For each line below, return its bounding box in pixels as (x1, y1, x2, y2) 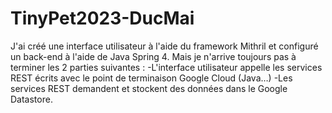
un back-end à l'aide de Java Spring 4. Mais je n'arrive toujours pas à (10, 50, 297, 62)
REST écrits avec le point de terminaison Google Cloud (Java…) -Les (10, 72, 293, 84)
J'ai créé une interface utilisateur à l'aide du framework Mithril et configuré (10, 40, 319, 52)
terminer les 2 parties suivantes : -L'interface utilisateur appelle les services (10, 61, 323, 73)
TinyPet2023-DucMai (10, 7, 195, 30)
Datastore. (10, 93, 53, 105)
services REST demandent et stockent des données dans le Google (10, 82, 288, 94)
